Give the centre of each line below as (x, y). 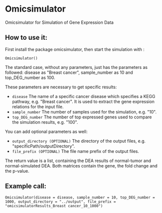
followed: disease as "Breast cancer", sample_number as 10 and (69, 72)
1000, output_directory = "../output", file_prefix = (61, 202)
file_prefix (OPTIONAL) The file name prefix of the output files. (75, 151)
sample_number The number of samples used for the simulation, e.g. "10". (84, 112)
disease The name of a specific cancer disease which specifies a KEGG (84, 96)
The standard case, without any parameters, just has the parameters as (76, 67)
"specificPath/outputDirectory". (43, 146)
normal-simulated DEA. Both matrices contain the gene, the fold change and (81, 165)
